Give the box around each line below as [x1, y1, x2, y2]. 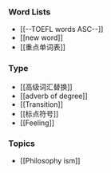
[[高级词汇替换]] [19, 82, 73, 92]
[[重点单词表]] [19, 42, 66, 52]
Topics [8, 138, 36, 149]
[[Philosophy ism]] [19, 155, 81, 165]
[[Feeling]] [19, 118, 54, 128]
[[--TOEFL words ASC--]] [19, 25, 104, 34]
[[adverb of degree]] [19, 91, 88, 100]
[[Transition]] [19, 99, 64, 109]
